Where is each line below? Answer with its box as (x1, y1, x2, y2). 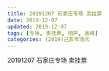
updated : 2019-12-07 (7, 23, 68, 30)
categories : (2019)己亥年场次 (7, 36, 90, 43)
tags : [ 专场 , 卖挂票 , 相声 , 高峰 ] (7, 29, 99, 37)
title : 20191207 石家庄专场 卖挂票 (7, 10, 103, 17)
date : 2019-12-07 (7, 17, 58, 24)
